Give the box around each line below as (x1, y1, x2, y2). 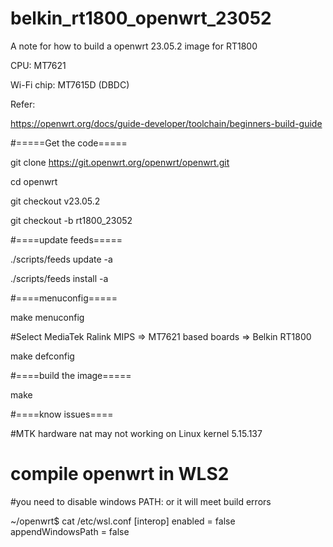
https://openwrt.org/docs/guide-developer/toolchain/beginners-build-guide (10, 117, 323, 129)
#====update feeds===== (10, 233, 123, 246)
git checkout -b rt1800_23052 (10, 214, 133, 226)
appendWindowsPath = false (10, 525, 130, 537)
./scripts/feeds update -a (10, 253, 113, 265)
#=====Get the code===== (10, 137, 128, 149)
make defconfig (10, 350, 75, 362)
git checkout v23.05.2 (10, 195, 101, 207)
